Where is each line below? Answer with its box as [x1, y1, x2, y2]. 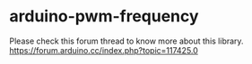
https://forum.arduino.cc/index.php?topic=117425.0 [9, 44, 199, 55]
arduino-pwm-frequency [9, 6, 199, 27]
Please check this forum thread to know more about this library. [9, 36, 244, 46]
